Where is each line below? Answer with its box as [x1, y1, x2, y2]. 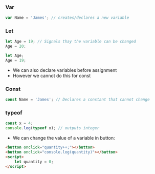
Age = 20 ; [5, 44, 27, 49]
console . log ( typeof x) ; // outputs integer [5, 126, 100, 131]
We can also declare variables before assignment [12, 67, 117, 73]
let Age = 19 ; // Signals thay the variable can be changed [5, 39, 137, 44]
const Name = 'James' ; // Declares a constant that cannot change [5, 97, 150, 102]
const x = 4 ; [5, 121, 33, 126]
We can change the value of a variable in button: [12, 135, 115, 141]
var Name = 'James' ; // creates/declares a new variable [5, 15, 129, 21]
